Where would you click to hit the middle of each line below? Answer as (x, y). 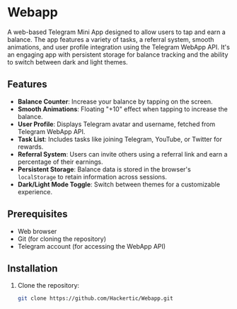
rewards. (30, 147)
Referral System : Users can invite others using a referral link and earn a (122, 154)
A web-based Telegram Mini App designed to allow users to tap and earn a (117, 32)
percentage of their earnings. (60, 162)
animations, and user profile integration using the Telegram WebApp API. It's (118, 47)
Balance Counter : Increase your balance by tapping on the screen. (115, 101)
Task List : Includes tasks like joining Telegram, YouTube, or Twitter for (120, 139)
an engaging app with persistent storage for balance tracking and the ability (118, 55)
